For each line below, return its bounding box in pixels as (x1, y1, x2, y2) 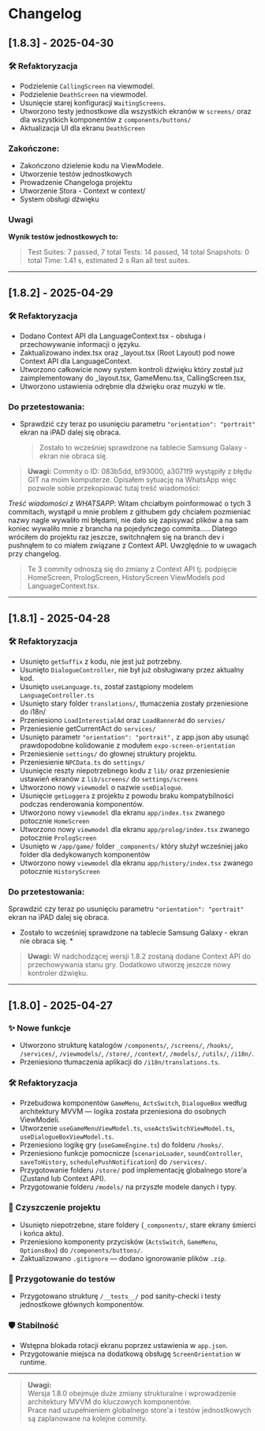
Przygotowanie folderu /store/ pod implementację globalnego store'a (19, 1166, 247, 1175)
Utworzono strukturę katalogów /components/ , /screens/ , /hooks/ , (19, 1041, 234, 1050)
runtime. (19, 1358, 47, 1367)
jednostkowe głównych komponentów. (19, 1300, 144, 1309)
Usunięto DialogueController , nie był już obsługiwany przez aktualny (19, 665, 244, 675)
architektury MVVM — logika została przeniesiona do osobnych (19, 1107, 226, 1117)
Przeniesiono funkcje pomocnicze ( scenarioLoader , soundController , (19, 1149, 243, 1158)
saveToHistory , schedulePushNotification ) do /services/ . (19, 1157, 207, 1166)
